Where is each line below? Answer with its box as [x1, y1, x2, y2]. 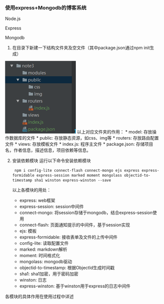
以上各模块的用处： [12, 187, 51, 193]
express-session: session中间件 [19, 204, 84, 210]
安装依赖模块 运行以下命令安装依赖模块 [12, 158, 91, 164]
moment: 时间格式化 [19, 253, 60, 258]
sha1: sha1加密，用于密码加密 [19, 271, 78, 277]
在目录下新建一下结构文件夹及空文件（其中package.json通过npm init [12, 45, 150, 51]
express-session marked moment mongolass [36, 173, 122, 178]
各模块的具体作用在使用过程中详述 [5, 294, 74, 300]
